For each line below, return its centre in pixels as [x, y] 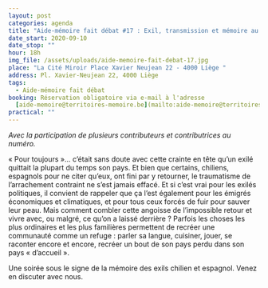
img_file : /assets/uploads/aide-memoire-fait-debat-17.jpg [108, 61]
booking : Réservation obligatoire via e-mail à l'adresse [106, 98]
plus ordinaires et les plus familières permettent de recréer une [112, 227]
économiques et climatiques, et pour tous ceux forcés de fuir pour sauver [129, 202]
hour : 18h [25, 53]
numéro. [22, 144]
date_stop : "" [32, 46]
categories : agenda [41, 23]
